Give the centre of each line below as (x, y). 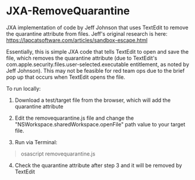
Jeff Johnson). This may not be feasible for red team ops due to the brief (95, 70)
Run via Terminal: (36, 142)
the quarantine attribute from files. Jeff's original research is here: (87, 33)
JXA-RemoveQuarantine (68, 11)
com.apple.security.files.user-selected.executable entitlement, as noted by (98, 64)
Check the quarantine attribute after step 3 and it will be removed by (98, 165)
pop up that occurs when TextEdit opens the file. (66, 77)
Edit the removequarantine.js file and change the (74, 118)
